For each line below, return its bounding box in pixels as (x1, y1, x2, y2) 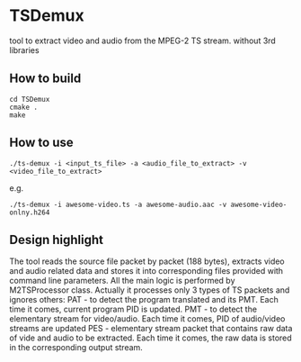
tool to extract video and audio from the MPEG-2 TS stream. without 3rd (9, 35, 276, 46)
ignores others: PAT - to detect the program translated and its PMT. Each (9, 294, 279, 305)
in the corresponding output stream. (9, 342, 144, 353)
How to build (9, 71, 82, 86)
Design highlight (9, 231, 103, 248)
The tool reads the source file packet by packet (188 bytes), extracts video (9, 256, 285, 267)
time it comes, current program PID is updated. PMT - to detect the (9, 303, 258, 315)
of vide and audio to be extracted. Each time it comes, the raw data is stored (9, 332, 292, 343)
